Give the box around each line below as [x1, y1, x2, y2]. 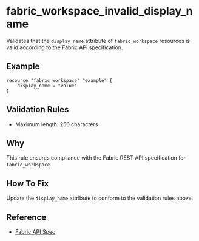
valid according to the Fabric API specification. [6, 44, 123, 51]
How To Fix [6, 178, 49, 189]
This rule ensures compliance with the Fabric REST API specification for [6, 154, 186, 161]
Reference [6, 212, 47, 222]
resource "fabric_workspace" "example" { [6, 77, 113, 83]
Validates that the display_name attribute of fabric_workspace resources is [6, 37, 190, 44]
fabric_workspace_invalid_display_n [6, 4, 193, 18]
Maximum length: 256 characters [15, 120, 98, 128]
